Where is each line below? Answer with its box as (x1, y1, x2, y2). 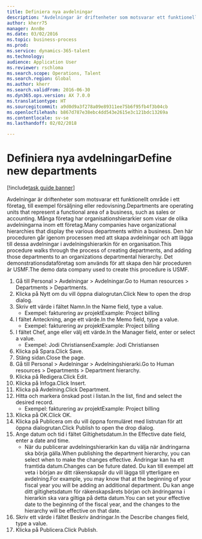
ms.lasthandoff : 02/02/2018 (7, 121, 77, 127)
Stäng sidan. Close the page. (15, 354, 86, 361)
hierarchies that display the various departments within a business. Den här (7, 227, 194, 235)
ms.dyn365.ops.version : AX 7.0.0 (7, 92, 91, 98)
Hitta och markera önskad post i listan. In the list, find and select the (15, 393, 182, 400)
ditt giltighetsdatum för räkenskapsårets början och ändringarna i (24, 488, 185, 495)
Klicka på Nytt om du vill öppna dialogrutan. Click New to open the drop (15, 291, 191, 298)
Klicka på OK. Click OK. (15, 412, 72, 419)
